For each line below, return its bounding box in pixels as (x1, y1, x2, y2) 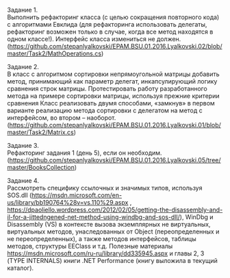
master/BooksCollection (7, 164, 75, 171)
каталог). (7, 264, 34, 272)
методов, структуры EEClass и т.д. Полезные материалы (7, 242, 173, 250)
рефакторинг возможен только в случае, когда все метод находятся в (7, 27, 214, 36)
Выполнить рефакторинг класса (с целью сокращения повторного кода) (7, 13, 220, 21)
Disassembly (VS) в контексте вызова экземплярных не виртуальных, (7, 220, 211, 228)
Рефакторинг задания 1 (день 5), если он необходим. (7, 149, 162, 157)
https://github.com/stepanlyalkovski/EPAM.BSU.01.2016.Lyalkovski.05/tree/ (9, 156, 221, 164)
